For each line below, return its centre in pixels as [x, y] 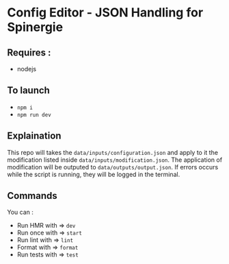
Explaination [34, 136]
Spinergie [35, 27]
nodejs [26, 69]
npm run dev [34, 115]
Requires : [29, 52]
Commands [32, 196]
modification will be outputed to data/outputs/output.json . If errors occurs [113, 167]
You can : [21, 212]
